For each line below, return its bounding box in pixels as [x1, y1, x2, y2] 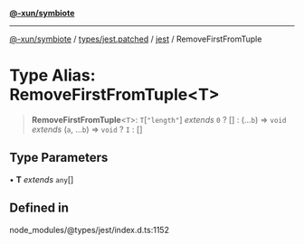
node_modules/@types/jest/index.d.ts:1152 [9, 224, 170, 235]
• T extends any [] [9, 174, 74, 184]
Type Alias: [9, 65, 97, 86]
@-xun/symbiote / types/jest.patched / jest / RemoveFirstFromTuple [9, 33, 262, 44]
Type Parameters [9, 150, 109, 165]
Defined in [9, 201, 70, 216]
